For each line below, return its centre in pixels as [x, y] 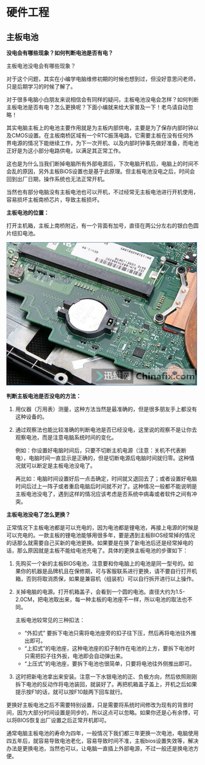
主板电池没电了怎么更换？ [38, 515]
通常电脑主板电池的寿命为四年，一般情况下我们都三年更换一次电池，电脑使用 [103, 733]
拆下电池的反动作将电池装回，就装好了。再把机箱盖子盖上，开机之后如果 [106, 684]
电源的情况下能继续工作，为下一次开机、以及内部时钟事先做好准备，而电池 [105, 143]
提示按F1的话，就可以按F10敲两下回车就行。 [70, 692]
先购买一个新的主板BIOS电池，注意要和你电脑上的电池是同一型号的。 [102, 564]
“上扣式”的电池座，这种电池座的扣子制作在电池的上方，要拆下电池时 [110, 648]
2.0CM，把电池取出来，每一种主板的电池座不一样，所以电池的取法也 [101, 599]
